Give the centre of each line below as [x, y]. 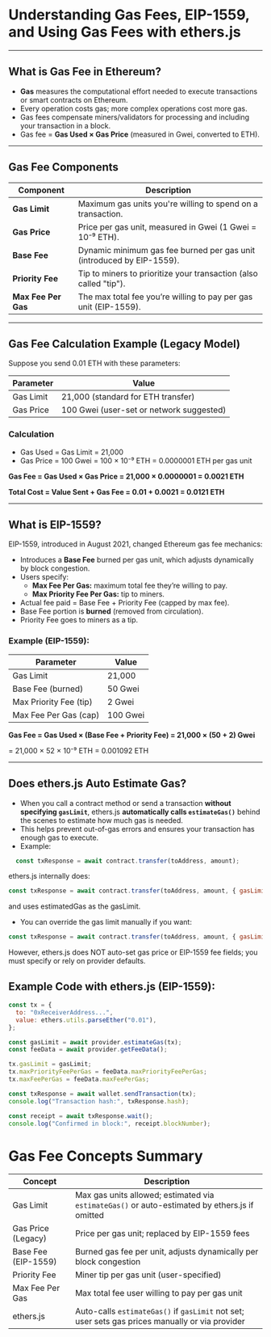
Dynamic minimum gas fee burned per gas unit [167, 250]
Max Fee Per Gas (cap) [56, 715]
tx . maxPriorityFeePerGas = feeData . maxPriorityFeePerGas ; [108, 1072]
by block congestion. [55, 568]
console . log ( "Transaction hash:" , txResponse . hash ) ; [99, 1101]
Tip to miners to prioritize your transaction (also [168, 273]
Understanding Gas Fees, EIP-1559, [129, 15]
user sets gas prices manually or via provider [161, 1322]
